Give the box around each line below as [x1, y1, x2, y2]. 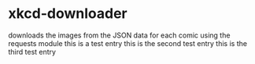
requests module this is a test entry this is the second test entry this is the [8, 38, 248, 48]
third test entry [8, 47, 57, 56]
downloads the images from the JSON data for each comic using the [8, 30, 231, 40]
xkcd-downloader [8, 5, 128, 23]
